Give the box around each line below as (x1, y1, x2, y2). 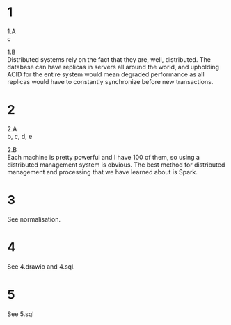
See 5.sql (7, 310, 34, 318)
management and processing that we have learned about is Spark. (7, 167, 198, 176)
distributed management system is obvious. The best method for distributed (7, 160, 225, 169)
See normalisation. (7, 215, 61, 223)
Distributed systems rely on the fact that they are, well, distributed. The (7, 55, 211, 63)
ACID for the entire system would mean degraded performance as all (7, 70, 205, 78)
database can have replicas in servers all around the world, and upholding (7, 62, 219, 71)
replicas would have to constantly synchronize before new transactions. (7, 77, 214, 85)
